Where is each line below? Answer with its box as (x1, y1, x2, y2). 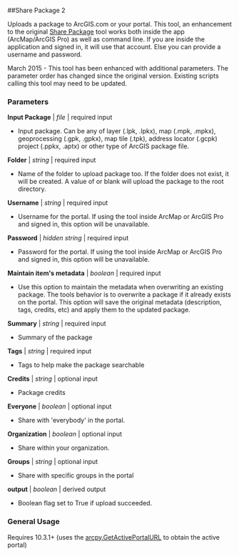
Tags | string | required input (7, 347, 92, 356)
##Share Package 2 (7, 6, 66, 14)
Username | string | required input (7, 199, 108, 207)
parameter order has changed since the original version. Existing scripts (7, 71, 219, 80)
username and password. (7, 50, 83, 58)
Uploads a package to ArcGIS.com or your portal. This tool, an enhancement (7, 20, 232, 28)
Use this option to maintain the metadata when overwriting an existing (17, 283, 223, 292)
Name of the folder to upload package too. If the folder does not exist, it (17, 170, 230, 178)
